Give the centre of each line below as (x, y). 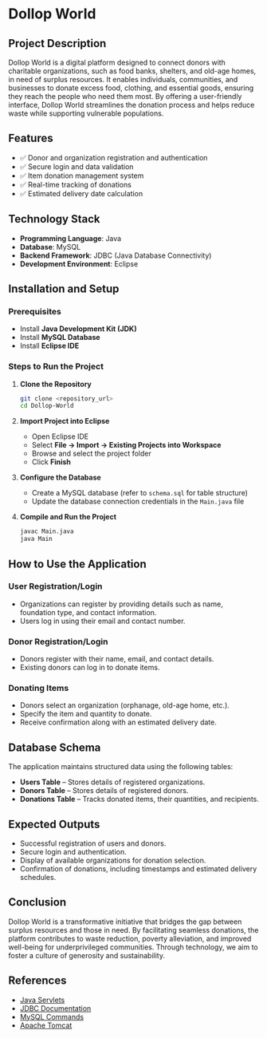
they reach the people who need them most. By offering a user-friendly (125, 96)
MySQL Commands (52, 1016)
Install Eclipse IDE (49, 346)
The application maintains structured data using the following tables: (121, 767)
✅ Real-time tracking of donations (75, 184)
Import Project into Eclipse (65, 421)
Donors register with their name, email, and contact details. (117, 659)
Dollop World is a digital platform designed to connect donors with (117, 62)
